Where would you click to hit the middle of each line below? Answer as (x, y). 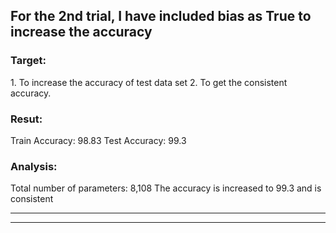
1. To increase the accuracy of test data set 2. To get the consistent (149, 82)
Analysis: (34, 166)
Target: (28, 61)
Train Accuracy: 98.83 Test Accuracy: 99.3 (98, 140)
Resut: (26, 119)
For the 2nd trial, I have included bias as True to (161, 16)
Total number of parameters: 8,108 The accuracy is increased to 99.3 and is (166, 188)
